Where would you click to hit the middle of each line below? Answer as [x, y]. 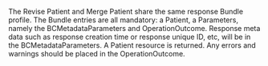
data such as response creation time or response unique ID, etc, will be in [130, 37]
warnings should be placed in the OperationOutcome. [97, 54]
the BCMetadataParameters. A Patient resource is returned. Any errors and [132, 45]
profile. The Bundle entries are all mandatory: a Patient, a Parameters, [124, 20]
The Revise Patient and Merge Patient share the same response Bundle [126, 12]
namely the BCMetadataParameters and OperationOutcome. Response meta [134, 28]
